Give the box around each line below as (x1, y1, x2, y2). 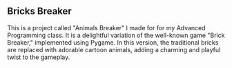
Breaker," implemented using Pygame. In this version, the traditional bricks (7, 38, 219, 47)
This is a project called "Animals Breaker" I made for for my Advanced (7, 23, 206, 32)
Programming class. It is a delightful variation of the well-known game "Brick (7, 31, 225, 39)
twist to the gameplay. (7, 53, 70, 61)
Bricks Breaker (7, 5, 72, 17)
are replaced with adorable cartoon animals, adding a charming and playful (7, 45, 221, 54)
